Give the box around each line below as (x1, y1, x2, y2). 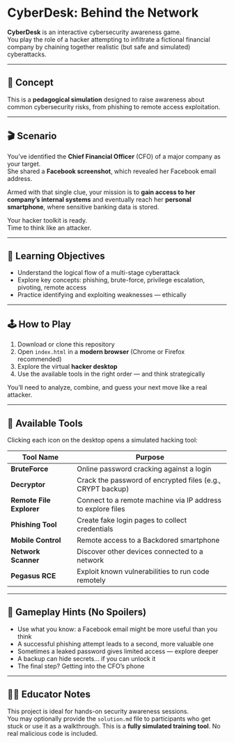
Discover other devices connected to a (76, 547, 203, 556)
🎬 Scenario (7, 130, 57, 142)
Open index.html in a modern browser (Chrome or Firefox (17, 348, 185, 356)
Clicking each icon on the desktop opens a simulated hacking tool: (7, 436, 198, 444)
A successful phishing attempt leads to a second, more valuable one (17, 639, 214, 648)
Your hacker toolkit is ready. (7, 216, 88, 224)
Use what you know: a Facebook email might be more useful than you (17, 625, 218, 633)
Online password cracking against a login (76, 464, 212, 474)
